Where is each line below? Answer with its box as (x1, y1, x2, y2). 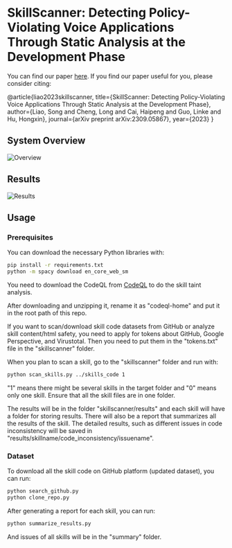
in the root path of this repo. (7, 309, 87, 317)
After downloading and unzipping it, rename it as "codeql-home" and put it (7, 301, 220, 310)
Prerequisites (7, 232, 53, 242)
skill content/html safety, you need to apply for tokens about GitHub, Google (7, 330, 224, 337)
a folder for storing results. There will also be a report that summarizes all (7, 412, 217, 420)
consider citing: (7, 79, 52, 87)
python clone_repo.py (7, 494, 70, 502)
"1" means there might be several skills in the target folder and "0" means (7, 383, 217, 392)
